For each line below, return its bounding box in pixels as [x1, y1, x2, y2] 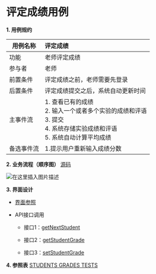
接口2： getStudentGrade [23, 236, 85, 243]
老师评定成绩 [44, 53, 81, 61]
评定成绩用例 [6, 5, 69, 19]
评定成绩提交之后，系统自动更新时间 [44, 87, 147, 95]
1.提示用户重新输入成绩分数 [44, 144, 122, 152]
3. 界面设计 [6, 186, 34, 193]
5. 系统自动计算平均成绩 [44, 133, 112, 141]
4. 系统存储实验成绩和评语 [44, 124, 117, 132]
